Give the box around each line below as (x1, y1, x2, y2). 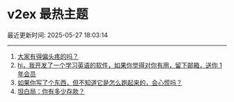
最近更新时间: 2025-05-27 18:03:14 (7, 31, 108, 39)
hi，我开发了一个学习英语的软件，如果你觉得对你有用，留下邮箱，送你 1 (17, 61, 223, 69)
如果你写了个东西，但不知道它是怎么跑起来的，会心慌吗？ (17, 78, 182, 87)
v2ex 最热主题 (7, 6, 88, 22)
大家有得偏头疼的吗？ (17, 52, 79, 60)
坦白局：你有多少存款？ (17, 87, 85, 95)
